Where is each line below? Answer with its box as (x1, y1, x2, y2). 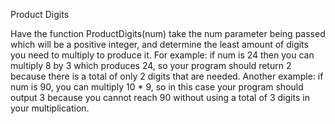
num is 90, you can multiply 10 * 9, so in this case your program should (10, 81, 304, 93)
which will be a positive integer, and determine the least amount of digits (10, 39, 309, 50)
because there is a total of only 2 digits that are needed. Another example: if (10, 70, 324, 82)
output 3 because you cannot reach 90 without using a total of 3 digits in (10, 92, 310, 103)
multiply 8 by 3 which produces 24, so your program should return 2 (10, 60, 292, 71)
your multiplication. (10, 102, 90, 114)
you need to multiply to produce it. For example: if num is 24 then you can (10, 49, 315, 61)
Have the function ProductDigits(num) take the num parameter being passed (10, 28, 326, 39)
